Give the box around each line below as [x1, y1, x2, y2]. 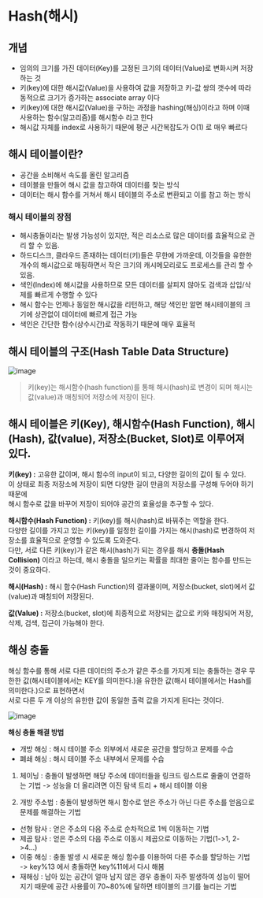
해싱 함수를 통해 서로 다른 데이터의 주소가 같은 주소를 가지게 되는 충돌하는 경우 [8, 666, 248, 675]
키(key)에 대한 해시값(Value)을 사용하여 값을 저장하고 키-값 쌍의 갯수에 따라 [19, 83, 252, 92]
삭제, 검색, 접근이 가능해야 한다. [8, 618, 105, 627]
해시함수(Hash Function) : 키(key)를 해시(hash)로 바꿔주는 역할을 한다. [8, 515, 229, 525]
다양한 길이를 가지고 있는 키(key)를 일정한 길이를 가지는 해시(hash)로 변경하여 [8, 525, 247, 535]
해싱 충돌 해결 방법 [8, 727, 65, 737]
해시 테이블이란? [8, 147, 83, 161]
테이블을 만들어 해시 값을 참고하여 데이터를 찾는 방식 [19, 180, 180, 189]
